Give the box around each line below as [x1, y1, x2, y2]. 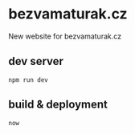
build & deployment [8, 98, 108, 112]
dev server [8, 55, 64, 68]
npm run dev [8, 75, 48, 84]
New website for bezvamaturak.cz [8, 31, 122, 41]
